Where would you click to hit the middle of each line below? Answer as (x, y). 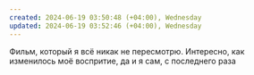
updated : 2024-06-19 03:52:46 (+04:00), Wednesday (106, 26)
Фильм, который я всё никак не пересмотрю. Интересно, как (127, 51)
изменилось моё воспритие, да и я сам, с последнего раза (123, 61)
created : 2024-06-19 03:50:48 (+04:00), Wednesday (106, 17)
